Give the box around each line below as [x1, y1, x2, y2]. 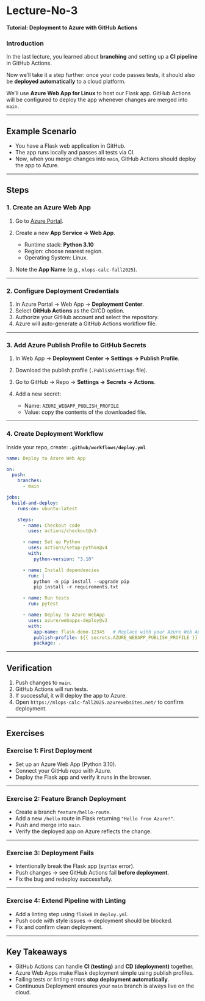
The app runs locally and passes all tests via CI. [15, 149, 135, 156]
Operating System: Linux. [24, 254, 88, 261]
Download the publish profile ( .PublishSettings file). [15, 367, 148, 374]
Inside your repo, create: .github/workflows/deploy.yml [6, 443, 146, 450]
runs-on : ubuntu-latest [17, 505, 78, 511]
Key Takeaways [6, 947, 68, 957]
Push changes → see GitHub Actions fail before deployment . [15, 869, 170, 876]
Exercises [6, 728, 45, 739]
